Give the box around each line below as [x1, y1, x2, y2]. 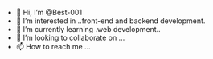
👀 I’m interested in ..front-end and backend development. [15, 16, 206, 26]
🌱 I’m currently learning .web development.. [15, 25, 161, 33]
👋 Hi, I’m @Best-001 [15, 8, 83, 17]
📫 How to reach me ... [15, 42, 91, 51]
